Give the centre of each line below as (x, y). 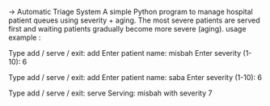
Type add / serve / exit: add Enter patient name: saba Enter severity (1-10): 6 (135, 77)
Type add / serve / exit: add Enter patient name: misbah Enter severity (125, 53)
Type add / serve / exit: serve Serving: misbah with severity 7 (110, 93)
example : (25, 37)
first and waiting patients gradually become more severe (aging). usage (127, 29)
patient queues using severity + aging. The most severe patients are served (134, 20)
